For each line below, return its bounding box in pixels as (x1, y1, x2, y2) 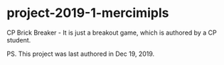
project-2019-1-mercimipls (6, 5, 169, 21)
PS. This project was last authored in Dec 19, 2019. (6, 49, 155, 58)
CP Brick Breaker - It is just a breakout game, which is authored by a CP (6, 28, 218, 37)
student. (6, 35, 31, 44)
